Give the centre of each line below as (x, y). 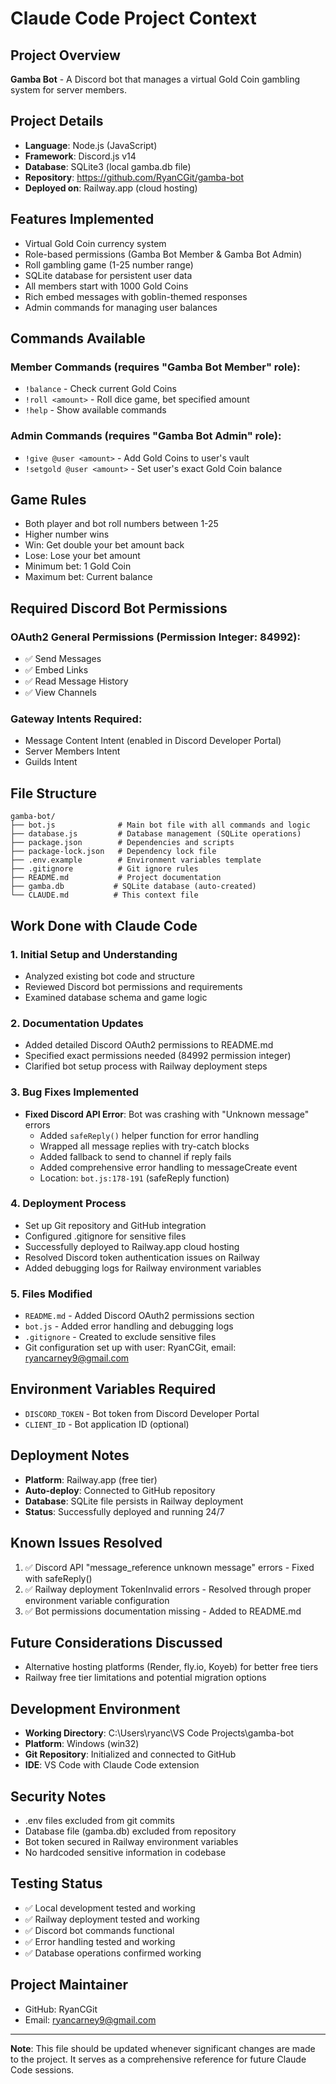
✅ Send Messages (63, 659)
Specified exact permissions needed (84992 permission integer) (158, 1056)
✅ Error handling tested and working (100, 1941)
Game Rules (48, 500)
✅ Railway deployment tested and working (112, 1919)
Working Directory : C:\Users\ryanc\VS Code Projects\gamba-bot (159, 1733)
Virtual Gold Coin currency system (95, 243)
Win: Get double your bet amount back (104, 545)
